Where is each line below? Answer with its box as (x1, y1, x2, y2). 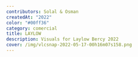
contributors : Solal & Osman (6, 8, 79, 15)
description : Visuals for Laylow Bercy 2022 (6, 36, 119, 42)
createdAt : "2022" (6, 14, 52, 20)
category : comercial (6, 25, 58, 31)
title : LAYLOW (6, 31, 42, 37)
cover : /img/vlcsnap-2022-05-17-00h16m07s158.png (6, 42, 133, 48)
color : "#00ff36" (6, 20, 50, 26)
